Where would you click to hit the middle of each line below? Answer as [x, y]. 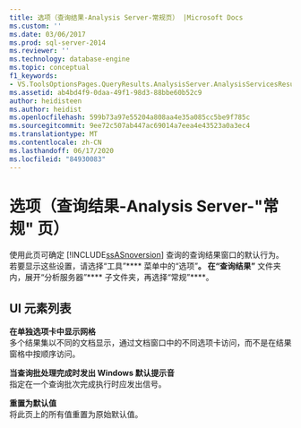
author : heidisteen [46, 101]
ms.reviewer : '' [39, 51]
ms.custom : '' [36, 26]
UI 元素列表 [40, 308]
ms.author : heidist [46, 109]
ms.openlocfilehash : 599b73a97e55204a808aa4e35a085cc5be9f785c [130, 117]
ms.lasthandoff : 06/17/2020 [62, 150]
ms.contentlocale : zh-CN [56, 142]
